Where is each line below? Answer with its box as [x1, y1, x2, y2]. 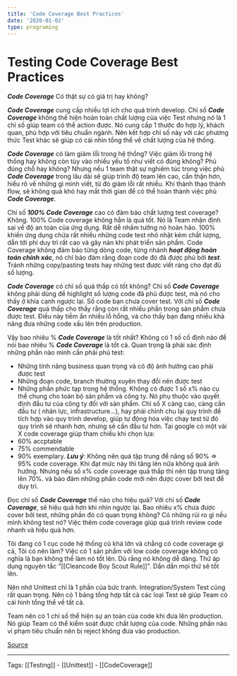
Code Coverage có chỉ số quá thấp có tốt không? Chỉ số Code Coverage [7, 282, 220, 290]
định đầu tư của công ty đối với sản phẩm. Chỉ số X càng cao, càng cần [17, 400, 226, 408]
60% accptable [17, 437, 63, 446]
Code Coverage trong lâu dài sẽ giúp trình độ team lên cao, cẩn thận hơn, [7, 172, 222, 181]
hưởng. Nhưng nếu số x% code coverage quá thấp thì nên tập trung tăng [17, 467, 229, 475]
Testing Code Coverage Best [7, 54, 178, 70]
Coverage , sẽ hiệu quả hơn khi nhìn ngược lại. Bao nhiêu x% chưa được [7, 503, 216, 512]
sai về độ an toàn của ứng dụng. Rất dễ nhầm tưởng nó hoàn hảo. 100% [7, 223, 216, 232]
